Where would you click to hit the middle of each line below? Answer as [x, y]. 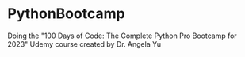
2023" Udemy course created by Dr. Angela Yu [84, 44]
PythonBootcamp [66, 14]
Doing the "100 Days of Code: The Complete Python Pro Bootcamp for [122, 36]
